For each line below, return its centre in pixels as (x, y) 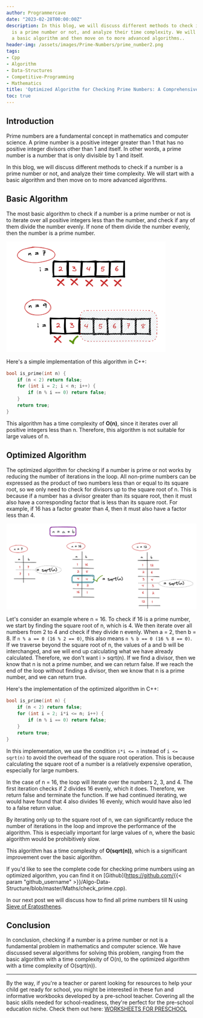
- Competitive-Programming (40, 77)
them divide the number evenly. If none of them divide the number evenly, (98, 226)
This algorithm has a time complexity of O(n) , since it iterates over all (92, 423)
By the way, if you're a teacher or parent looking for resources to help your (99, 983)
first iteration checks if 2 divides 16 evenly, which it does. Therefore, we (96, 788)
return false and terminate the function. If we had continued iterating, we (97, 795)
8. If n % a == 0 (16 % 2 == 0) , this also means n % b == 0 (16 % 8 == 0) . (99, 639)
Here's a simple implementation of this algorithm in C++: (76, 362)
